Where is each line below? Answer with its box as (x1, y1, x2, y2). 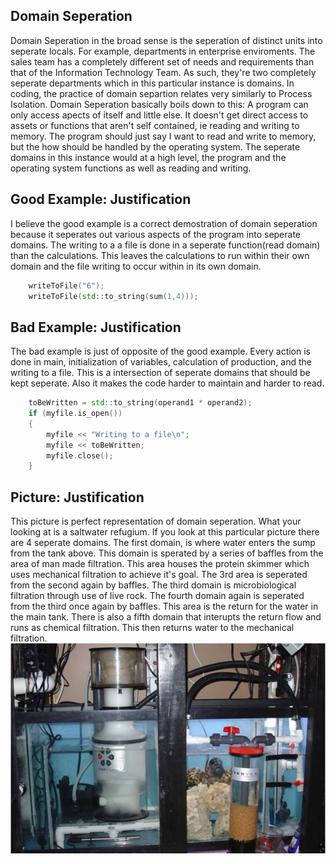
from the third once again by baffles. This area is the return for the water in (10, 600, 319, 613)
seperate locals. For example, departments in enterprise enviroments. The (10, 45, 316, 57)
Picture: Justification (10, 489, 145, 506)
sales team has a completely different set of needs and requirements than (10, 55, 315, 68)
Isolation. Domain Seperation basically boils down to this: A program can (10, 98, 309, 110)
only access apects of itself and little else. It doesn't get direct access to (10, 109, 309, 121)
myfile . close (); (46, 450, 114, 461)
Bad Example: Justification (10, 319, 182, 336)
